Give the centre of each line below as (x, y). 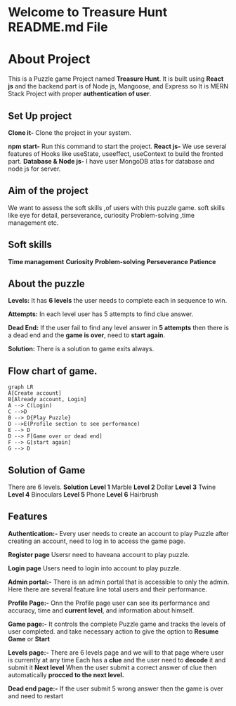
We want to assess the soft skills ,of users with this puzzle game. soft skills (117, 207)
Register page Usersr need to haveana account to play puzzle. (99, 554)
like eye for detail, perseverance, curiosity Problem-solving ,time (101, 215)
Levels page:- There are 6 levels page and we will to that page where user (116, 652)
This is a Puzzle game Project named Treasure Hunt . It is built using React (116, 79)
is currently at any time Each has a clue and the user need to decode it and (117, 660)
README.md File (58, 27)
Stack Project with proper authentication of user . (80, 94)
